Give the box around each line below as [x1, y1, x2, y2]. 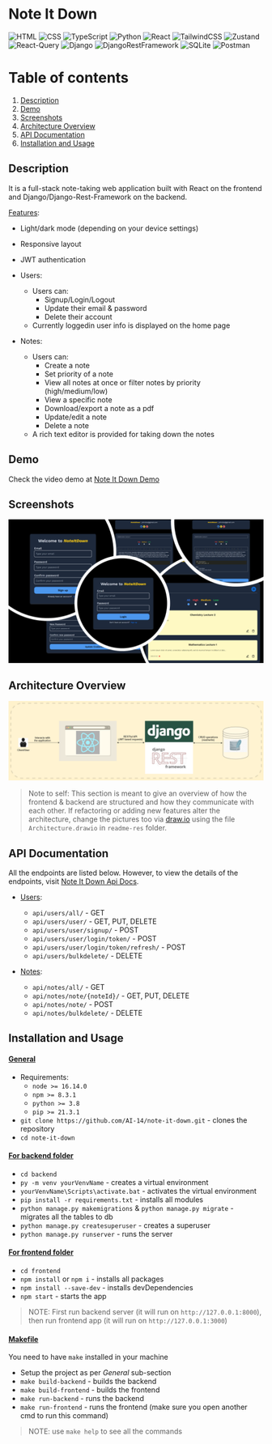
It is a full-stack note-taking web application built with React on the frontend [8, 183, 262, 193]
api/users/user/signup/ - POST [32, 924, 139, 935]
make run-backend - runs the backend [19, 1394, 144, 1404]
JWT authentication [19, 254, 87, 264]
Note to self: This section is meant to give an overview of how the [28, 788, 248, 798]
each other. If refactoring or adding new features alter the [28, 806, 221, 816]
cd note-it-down [19, 1134, 75, 1142]
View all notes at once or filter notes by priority [44, 377, 201, 387]
